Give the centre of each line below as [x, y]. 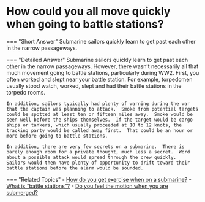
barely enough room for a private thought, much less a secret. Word [98, 152]
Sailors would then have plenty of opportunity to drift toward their [98, 163]
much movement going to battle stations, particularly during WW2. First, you [103, 72]
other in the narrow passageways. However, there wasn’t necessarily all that [102, 66]
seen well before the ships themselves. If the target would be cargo [99, 120]
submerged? [22, 192]
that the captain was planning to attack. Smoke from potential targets [102, 109]
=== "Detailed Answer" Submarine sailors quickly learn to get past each [97, 60]
